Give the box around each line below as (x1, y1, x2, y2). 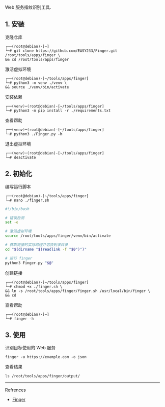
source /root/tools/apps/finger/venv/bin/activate (5, 233, 111, 238)
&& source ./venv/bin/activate (5, 84, 69, 90)
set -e (5, 220, 19, 225)
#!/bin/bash (5, 206, 29, 211)
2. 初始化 (5, 170, 32, 178)
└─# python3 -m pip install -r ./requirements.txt (5, 108, 111, 113)
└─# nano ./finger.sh (5, 198, 50, 203)
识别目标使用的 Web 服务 (5, 345, 55, 351)
